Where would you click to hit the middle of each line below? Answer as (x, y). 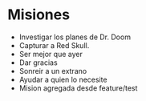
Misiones (39, 15)
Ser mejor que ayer (51, 54)
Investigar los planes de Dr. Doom (75, 37)
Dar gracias (38, 63)
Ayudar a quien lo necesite (63, 79)
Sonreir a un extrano (53, 71)
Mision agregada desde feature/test (78, 88)
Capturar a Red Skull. (54, 45)
